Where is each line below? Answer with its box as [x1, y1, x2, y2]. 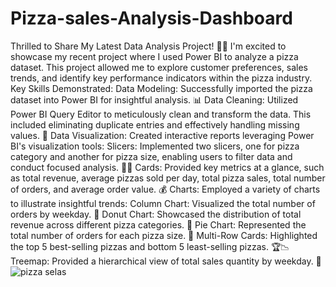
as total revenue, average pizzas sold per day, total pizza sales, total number [10, 172, 326, 184]
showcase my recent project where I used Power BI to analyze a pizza [10, 50, 299, 62]
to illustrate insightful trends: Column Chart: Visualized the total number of [10, 197, 316, 209]
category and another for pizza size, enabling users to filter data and [10, 150, 293, 162]
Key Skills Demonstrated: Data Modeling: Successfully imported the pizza [10, 82, 313, 94]
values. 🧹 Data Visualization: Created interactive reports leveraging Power [10, 129, 315, 141]
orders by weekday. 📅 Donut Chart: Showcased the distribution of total [10, 208, 302, 220]
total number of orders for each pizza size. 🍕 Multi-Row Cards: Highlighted [10, 229, 318, 241]
